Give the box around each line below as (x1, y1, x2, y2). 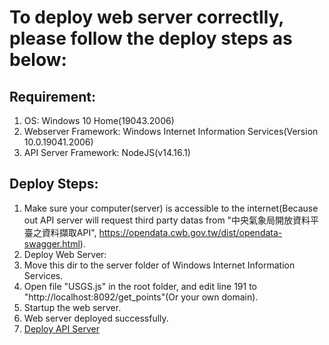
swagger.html (23, 237, 81, 250)
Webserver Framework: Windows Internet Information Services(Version (23, 126, 319, 137)
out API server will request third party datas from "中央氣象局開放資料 (23, 214, 311, 226)
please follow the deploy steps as (9, 27, 293, 50)
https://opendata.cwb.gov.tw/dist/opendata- (98, 226, 283, 238)
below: (9, 49, 67, 71)
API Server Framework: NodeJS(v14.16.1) (23, 147, 191, 158)
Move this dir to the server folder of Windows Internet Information (23, 259, 296, 271)
